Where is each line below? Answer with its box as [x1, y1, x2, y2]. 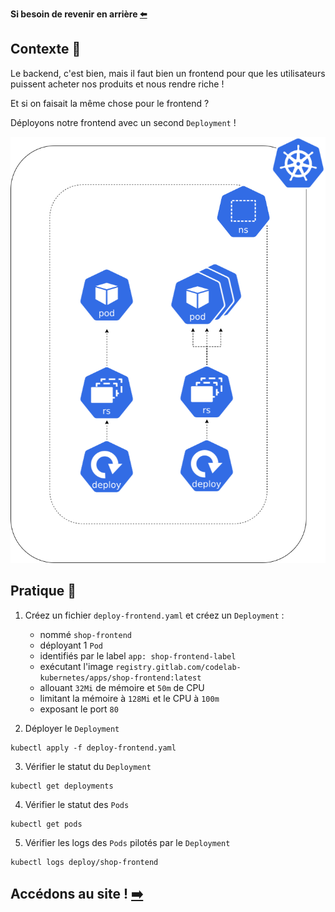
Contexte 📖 [10, 41, 82, 58]
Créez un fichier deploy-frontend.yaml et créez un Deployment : [24, 609, 285, 621]
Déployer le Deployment [24, 722, 120, 734]
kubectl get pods [10, 819, 83, 829]
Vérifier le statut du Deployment [24, 760, 152, 772]
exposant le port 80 [39, 703, 119, 715]
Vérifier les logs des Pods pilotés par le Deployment [24, 836, 231, 848]
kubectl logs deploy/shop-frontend [10, 857, 159, 867]
